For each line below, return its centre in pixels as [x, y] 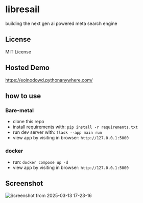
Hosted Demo [28, 68]
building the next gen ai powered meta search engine [61, 23]
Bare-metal [20, 110]
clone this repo [28, 122]
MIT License [18, 51]
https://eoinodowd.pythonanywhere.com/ [49, 80]
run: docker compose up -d [40, 162]
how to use [23, 96]
